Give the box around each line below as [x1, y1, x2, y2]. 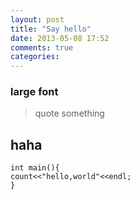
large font [10, 85, 59, 99]
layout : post [10, 14, 65, 25]
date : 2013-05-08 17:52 [10, 33, 110, 43]
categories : [10, 52, 60, 62]
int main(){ [10, 163, 60, 173]
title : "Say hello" [10, 24, 92, 34]
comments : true [10, 42, 74, 53]
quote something [34, 107, 105, 120]
